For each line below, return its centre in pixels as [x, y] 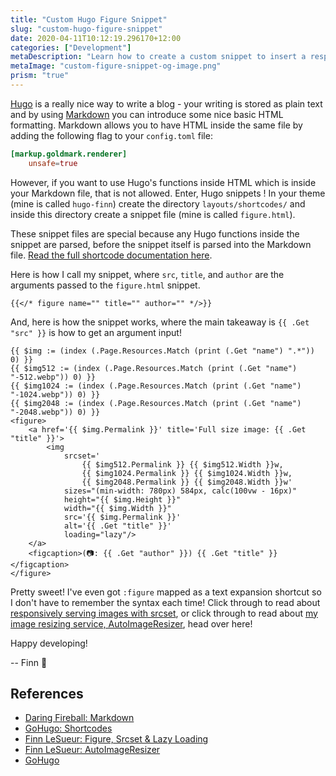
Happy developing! [49, 643]
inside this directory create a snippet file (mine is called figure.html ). [153, 214]
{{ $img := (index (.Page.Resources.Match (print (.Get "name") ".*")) [162, 351]
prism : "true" [40, 76]
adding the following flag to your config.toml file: [111, 135]
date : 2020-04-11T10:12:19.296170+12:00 [96, 38]
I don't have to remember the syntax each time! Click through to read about [165, 602]
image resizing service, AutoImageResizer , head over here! [131, 623]
